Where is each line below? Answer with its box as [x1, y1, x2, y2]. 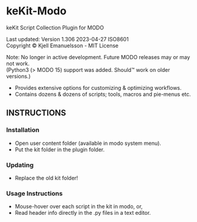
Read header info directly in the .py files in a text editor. [14, 209, 151, 217]
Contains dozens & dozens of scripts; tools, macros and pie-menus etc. [14, 90, 191, 98]
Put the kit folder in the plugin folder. [14, 145, 105, 153]
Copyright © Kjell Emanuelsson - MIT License [6, 42, 119, 49]
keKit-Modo [6, 4, 67, 18]
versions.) [6, 72, 31, 80]
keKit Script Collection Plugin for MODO [6, 24, 104, 31]
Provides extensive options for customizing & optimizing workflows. [14, 84, 182, 91]
